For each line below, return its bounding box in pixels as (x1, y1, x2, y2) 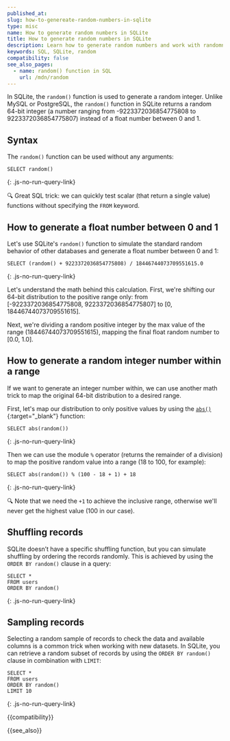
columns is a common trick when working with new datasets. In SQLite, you (7, 642, 220, 650)
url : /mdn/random (19, 73, 69, 81)
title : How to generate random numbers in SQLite (7, 36, 152, 43)
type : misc (7, 23, 38, 30)
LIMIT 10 (7, 687, 32, 695)
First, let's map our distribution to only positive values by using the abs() (7, 404, 212, 412)
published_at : (7, 10, 48, 17)
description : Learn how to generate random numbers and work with (7, 42, 201, 49)
